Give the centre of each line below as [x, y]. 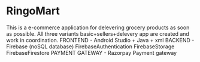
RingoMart [33, 11]
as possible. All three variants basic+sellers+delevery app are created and [98, 33]
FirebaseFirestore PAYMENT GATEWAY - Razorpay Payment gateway [92, 52]
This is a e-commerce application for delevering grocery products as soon [98, 27]
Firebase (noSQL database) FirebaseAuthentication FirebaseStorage [90, 46]
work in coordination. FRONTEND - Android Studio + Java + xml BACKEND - [100, 40]
